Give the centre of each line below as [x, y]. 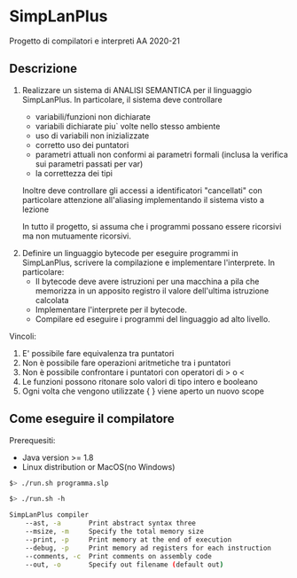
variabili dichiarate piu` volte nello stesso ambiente [128, 126]
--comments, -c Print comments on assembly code [119, 556]
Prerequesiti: [32, 440]
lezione [35, 209]
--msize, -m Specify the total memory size [114, 532]
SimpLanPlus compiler [49, 515]
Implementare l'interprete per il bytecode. [111, 309]
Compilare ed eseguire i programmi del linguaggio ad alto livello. [152, 319]
